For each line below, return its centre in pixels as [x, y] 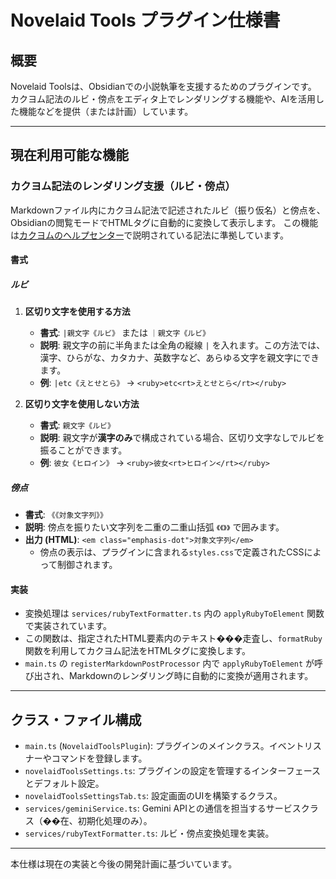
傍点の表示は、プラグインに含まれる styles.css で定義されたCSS [172, 552]
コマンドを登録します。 [99, 758]
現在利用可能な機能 [69, 155]
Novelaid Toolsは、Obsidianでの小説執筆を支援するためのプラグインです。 [163, 86]
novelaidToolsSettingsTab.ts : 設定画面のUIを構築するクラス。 [153, 796]
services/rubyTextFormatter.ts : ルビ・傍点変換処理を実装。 [149, 833]
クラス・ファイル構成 [76, 719]
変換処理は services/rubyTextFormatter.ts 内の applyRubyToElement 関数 [174, 613]
